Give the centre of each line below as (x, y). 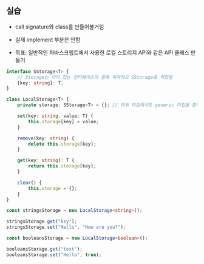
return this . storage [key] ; (62, 166)
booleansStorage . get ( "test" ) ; (45, 249)
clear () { (30, 183)
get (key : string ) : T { (46, 161)
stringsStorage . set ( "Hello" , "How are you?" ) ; (66, 227)
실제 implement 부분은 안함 (48, 39)
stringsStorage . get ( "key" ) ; (42, 222)
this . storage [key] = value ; (63, 121)
